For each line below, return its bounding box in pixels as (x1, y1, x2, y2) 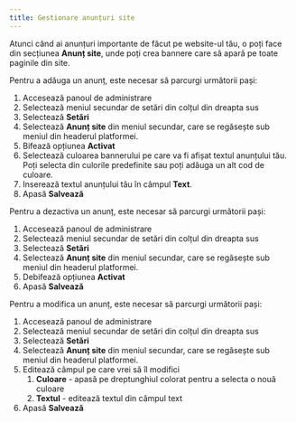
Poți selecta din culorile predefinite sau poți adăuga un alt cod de (22, 159, 264, 170)
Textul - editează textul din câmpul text (35, 392, 183, 403)
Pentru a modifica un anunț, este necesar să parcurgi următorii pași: (9, 298, 263, 309)
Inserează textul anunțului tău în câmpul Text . (22, 178, 192, 190)
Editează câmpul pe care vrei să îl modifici (22, 363, 180, 375)
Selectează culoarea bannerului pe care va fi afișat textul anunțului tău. (22, 150, 287, 161)
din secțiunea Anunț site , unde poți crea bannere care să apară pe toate (9, 47, 278, 59)
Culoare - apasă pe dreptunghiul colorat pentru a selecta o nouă (35, 373, 277, 384)
